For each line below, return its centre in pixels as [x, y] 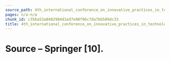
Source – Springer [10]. [54, 49]
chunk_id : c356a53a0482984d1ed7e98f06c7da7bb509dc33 [62, 19]
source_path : [19, 10]
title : [12, 24]
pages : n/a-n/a [21, 15]
